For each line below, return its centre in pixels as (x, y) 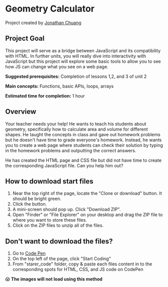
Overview (21, 112)
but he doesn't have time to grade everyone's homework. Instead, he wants (83, 140)
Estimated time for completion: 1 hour (45, 95)
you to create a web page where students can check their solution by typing (84, 145)
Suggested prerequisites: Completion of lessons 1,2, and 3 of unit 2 (76, 76)
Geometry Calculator (50, 9)
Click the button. (29, 204)
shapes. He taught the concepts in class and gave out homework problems (83, 134)
